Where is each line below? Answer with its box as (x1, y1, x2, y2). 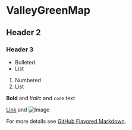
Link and (6, 106, 27, 113)
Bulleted (14, 58, 36, 66)
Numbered (14, 76, 42, 83)
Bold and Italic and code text (6, 94, 76, 101)
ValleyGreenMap (6, 4, 91, 17)
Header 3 (6, 45, 34, 54)
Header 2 (6, 27, 42, 38)
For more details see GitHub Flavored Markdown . (6, 117, 127, 125)
